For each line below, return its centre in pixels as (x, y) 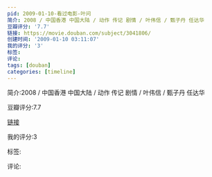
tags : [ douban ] (29, 65)
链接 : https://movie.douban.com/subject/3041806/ (79, 33)
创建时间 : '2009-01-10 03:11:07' (53, 40)
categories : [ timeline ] (42, 71)
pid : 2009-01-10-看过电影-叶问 (49, 14)
